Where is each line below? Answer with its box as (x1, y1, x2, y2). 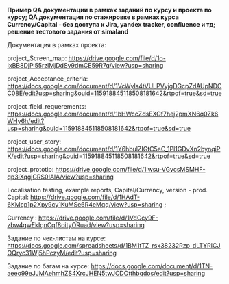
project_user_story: (7, 138, 62, 146)
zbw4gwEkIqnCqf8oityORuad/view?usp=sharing (7, 221, 145, 229)
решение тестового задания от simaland (7, 27, 129, 36)
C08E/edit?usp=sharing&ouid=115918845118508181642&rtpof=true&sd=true (7, 89, 222, 97)
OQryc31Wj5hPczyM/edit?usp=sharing (7, 249, 117, 257)
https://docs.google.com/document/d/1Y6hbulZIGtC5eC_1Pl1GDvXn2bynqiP (7, 145, 221, 153)
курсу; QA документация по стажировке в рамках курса (7, 13, 180, 21)
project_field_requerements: (7, 103, 87, 110)
